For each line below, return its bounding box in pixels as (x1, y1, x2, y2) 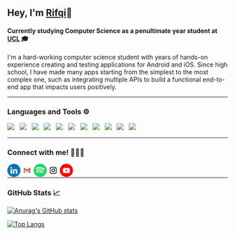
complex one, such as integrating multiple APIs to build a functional (7, 75, 201, 83)
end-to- (202, 75, 225, 83)
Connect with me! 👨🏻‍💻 (7, 147, 85, 157)
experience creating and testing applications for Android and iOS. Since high (7, 60, 228, 69)
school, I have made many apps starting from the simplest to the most (7, 67, 208, 76)
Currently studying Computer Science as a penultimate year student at (7, 26, 218, 35)
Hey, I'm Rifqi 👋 (7, 7, 73, 19)
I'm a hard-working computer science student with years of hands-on (7, 53, 208, 61)
